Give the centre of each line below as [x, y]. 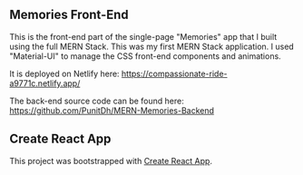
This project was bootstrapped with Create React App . [111, 160]
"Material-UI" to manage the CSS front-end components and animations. [145, 56]
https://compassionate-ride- [175, 73]
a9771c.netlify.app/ [45, 83]
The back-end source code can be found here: [97, 101]
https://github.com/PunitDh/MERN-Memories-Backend [112, 110]
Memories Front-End [69, 15]
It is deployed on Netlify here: [64, 73]
